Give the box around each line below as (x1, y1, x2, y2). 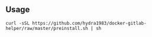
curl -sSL (5, 20, 30, 26)
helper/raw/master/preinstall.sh (5, 25, 88, 31)
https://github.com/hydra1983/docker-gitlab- (31, 20, 147, 26)
